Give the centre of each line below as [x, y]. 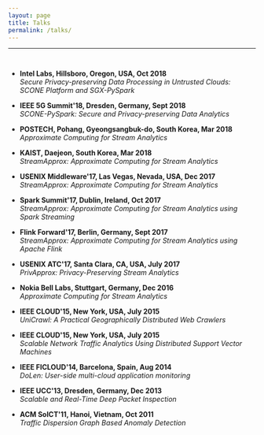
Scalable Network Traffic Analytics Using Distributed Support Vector [131, 343]
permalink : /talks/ [40, 30]
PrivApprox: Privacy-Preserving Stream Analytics [99, 272]
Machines [36, 351]
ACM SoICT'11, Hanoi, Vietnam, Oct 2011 [87, 414]
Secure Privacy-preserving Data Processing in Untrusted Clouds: [125, 82]
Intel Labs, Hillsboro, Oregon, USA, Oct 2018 [93, 73]
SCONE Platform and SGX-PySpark [77, 90]
